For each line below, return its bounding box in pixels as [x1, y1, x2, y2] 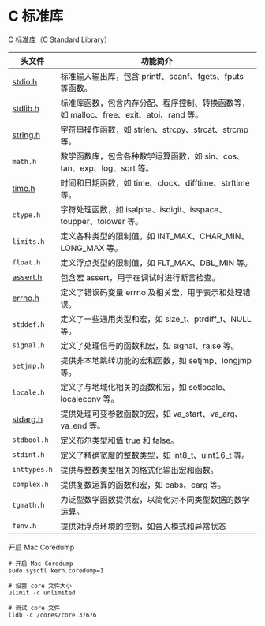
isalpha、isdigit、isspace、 [125, 204, 227, 215]
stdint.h [12, 450, 45, 459]
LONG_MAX [60, 242, 105, 253]
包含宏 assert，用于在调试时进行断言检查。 [60, 272, 220, 283]
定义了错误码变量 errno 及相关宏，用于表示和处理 [60, 287, 243, 298]
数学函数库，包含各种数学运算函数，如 [60, 151, 203, 162]
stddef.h [12, 320, 45, 328]
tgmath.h [12, 500, 45, 509]
